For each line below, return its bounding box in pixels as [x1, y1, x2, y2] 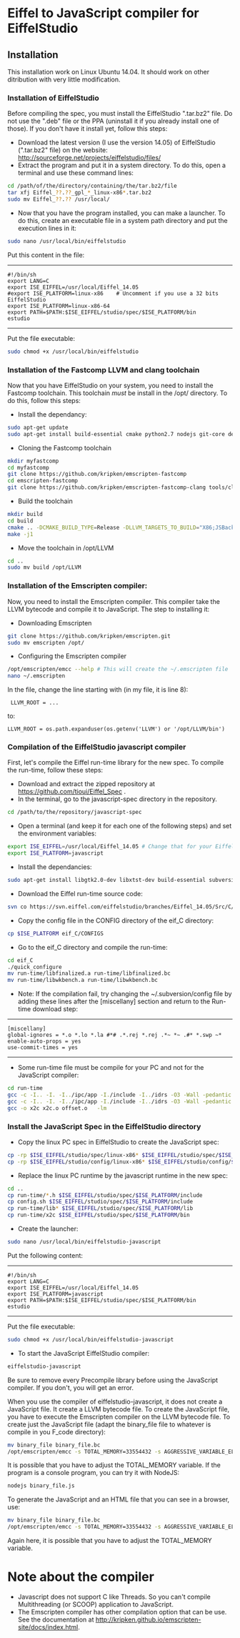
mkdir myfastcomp [7, 457, 59, 465]
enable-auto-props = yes [7, 1038, 81, 1045]
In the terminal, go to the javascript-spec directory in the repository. [17, 795, 218, 803]
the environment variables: [17, 829, 97, 838]
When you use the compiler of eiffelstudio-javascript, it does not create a [7, 1397, 223, 1406]
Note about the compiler [7, 1569, 155, 1585]
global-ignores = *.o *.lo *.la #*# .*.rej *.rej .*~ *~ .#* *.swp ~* [7, 1031, 222, 1039]
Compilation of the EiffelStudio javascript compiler [7, 742, 186, 752]
